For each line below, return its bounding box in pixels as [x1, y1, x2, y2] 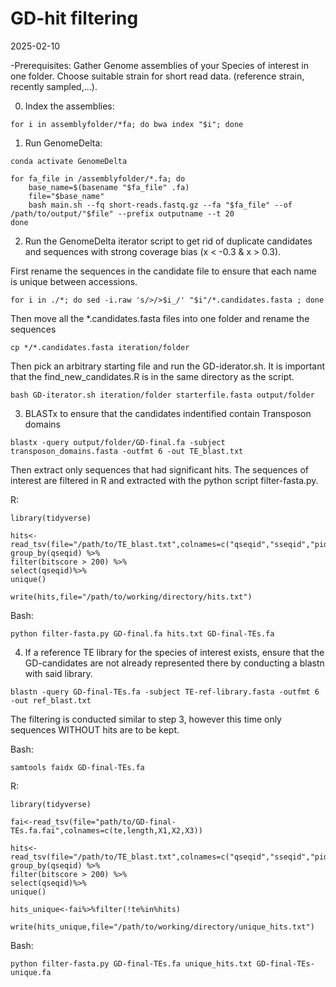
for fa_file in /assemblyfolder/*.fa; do [10, 173, 186, 184]
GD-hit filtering [10, 7, 139, 30]
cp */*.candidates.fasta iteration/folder [10, 342, 190, 352]
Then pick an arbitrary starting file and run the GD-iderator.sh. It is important [10, 360, 326, 372]
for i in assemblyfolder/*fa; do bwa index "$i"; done [10, 119, 244, 129]
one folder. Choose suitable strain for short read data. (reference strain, [10, 70, 305, 82]
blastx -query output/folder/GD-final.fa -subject [10, 437, 226, 447]
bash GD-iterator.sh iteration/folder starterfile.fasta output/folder [10, 390, 315, 400]
